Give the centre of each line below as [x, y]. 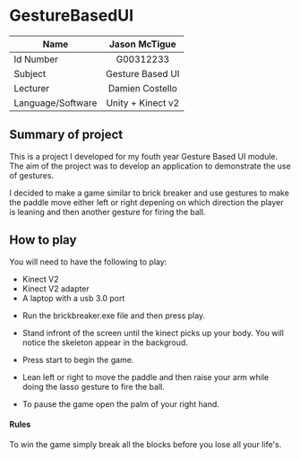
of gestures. [32, 175]
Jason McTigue [142, 44]
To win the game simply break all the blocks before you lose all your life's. [146, 444]
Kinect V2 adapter [56, 289]
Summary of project [66, 135]
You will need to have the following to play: [88, 262]
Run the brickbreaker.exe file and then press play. [114, 316]
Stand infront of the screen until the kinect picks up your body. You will [153, 333]
